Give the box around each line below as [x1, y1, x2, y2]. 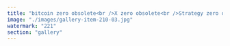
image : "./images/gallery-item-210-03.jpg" [7, 16, 133, 23]
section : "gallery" [7, 28, 63, 36]
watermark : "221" [7, 22, 57, 29]
